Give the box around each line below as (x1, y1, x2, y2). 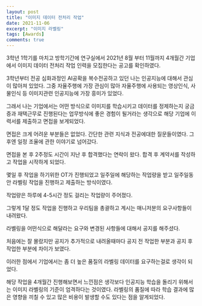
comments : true (6, 37, 45, 43)
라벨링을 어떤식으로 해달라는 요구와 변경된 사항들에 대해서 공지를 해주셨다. (6, 225, 180, 232)
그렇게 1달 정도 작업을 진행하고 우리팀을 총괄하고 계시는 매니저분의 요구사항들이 (6, 205, 192, 211)
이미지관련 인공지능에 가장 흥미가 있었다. (28, 90, 124, 97)
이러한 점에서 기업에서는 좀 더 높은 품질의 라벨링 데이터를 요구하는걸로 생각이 (6, 258, 187, 265)
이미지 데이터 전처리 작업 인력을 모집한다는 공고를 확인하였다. (17, 62, 161, 69)
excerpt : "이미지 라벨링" (6, 25, 64, 32)
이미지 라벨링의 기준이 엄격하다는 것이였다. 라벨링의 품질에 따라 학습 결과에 (12, 286, 188, 293)
